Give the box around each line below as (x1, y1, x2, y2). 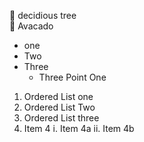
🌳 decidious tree (9, 10, 77, 21)
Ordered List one (23, 91, 94, 102)
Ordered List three (23, 112, 100, 124)
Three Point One (38, 71, 107, 83)
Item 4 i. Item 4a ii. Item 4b (23, 123, 135, 134)
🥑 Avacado (9, 20, 54, 32)
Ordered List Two (23, 101, 96, 113)
